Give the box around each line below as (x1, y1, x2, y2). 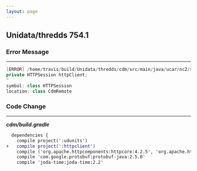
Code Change (6, 102, 46, 110)
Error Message (6, 47, 49, 56)
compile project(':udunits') (16, 138, 88, 143)
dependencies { (11, 132, 49, 138)
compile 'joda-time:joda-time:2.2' (16, 159, 104, 166)
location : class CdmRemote (6, 88, 72, 94)
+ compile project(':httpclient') (6, 143, 96, 149)
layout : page (6, 8, 38, 15)
